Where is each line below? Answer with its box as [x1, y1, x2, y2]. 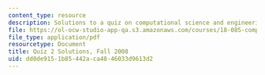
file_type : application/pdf [8, 33, 101, 41]
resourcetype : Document [8, 41, 87, 48]
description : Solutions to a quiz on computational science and [8, 19, 224, 27]
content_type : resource [8, 11, 87, 20]
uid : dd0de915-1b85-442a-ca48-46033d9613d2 [8, 55, 154, 63]
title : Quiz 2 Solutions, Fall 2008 [8, 48, 129, 55]
